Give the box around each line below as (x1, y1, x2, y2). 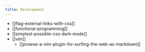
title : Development (5, 7, 45, 12)
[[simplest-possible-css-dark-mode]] (12, 31, 88, 36)
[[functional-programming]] (12, 25, 68, 32)
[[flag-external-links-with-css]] (12, 20, 75, 26)
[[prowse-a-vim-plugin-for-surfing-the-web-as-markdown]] (19, 41, 141, 47)
